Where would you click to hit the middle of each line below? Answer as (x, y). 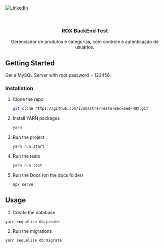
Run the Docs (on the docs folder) (48, 175)
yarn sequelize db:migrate (34, 240)
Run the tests (26, 156)
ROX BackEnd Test (85, 30)
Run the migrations (32, 231)
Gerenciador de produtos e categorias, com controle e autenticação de (85, 42)
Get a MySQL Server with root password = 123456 (58, 75)
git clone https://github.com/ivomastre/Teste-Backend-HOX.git (80, 109)
